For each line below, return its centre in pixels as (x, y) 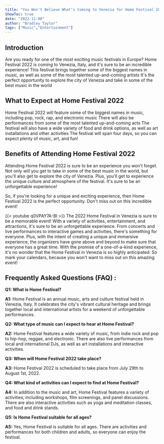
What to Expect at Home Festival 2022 (65, 101)
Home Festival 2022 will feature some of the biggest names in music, (74, 112)
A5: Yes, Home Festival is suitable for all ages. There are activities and (76, 427)
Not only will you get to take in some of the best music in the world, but (77, 171)
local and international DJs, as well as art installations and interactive (74, 344)
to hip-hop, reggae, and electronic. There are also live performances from (79, 339)
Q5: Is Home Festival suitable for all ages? (48, 417)
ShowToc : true (20, 14)
